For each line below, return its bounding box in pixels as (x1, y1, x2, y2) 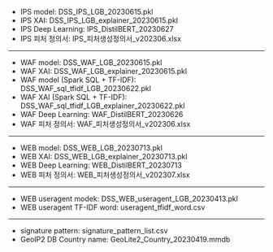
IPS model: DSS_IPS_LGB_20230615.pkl (19, 7, 154, 16)
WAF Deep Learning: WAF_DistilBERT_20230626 (19, 110, 184, 119)
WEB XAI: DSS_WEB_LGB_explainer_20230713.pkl (19, 152, 188, 161)
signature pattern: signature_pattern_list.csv (19, 226, 168, 235)
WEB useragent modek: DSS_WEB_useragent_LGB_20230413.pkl (19, 194, 238, 203)
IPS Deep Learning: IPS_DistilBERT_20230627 (19, 24, 174, 33)
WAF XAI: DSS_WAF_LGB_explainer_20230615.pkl (19, 67, 188, 76)
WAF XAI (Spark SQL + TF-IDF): (19, 93, 128, 102)
